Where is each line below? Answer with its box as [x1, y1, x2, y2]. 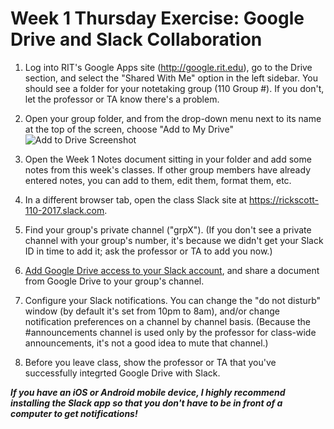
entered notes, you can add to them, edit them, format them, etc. [24, 174, 292, 186]
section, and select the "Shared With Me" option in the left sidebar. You [24, 72, 318, 84]
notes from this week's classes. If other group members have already [24, 163, 311, 176]
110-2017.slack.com [24, 204, 105, 216]
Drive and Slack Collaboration [10, 28, 263, 51]
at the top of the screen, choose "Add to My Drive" [24, 123, 234, 135]
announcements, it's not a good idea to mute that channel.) [24, 337, 269, 349]
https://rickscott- [248, 193, 320, 206]
